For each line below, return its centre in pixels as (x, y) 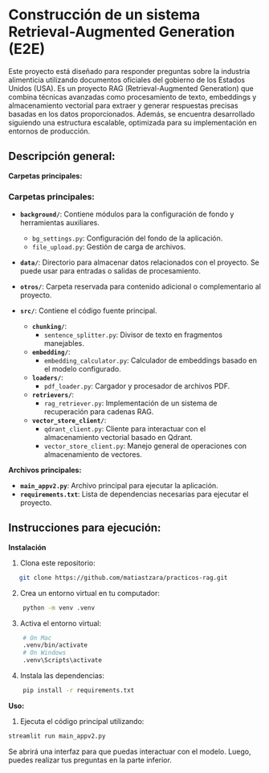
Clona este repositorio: (57, 563)
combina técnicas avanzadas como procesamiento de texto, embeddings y (132, 97)
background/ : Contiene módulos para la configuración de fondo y (127, 214)
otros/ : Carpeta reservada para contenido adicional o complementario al (140, 286)
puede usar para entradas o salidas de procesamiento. (110, 271)
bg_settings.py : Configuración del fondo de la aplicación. (127, 238)
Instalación (27, 547)
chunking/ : (49, 327)
